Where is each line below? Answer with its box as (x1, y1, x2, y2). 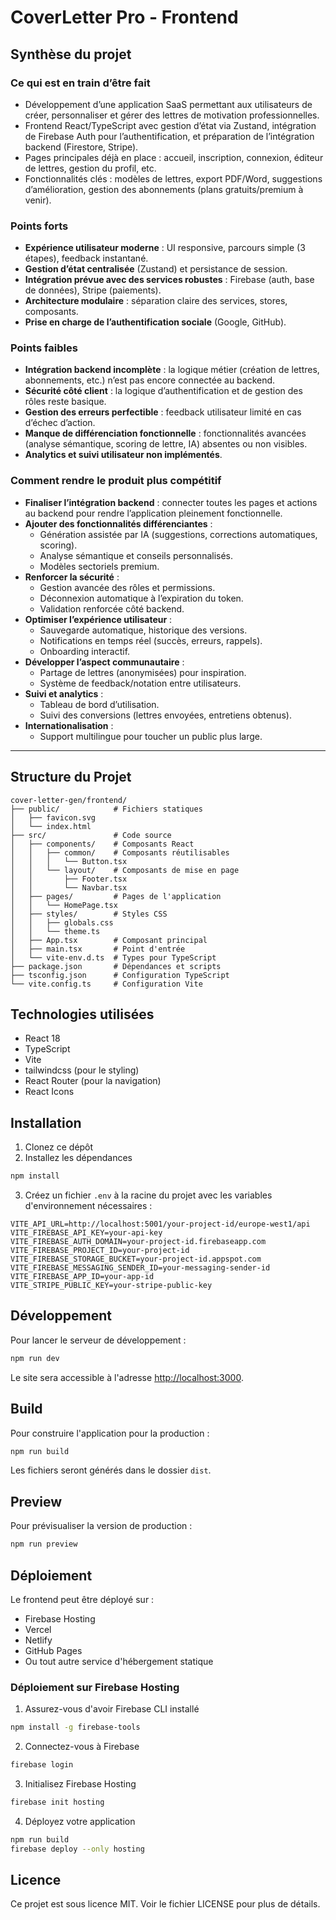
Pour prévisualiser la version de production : (10, 1520, 193, 1532)
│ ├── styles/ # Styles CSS (10, 909, 168, 919)
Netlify (24, 1634, 53, 1646)
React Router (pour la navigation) (24, 1075, 162, 1087)
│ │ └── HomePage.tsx (10, 900, 118, 910)
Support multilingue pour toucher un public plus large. (39, 730, 263, 742)
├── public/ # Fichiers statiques (10, 804, 203, 814)
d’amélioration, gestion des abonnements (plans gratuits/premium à (24, 183, 304, 195)
